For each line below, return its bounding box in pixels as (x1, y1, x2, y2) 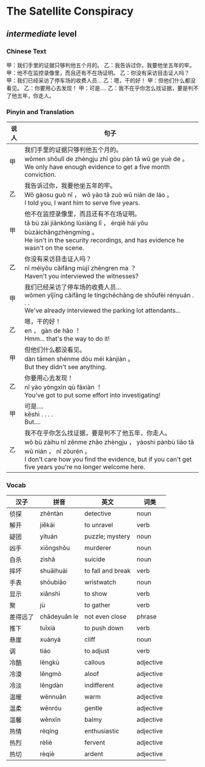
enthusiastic (84, 727, 120, 735)
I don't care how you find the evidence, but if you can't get (24, 455, 192, 463)
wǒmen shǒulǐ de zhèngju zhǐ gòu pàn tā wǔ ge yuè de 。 (24, 154, 189, 163)
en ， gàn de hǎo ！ (24, 327, 81, 335)
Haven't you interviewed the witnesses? (24, 272, 139, 280)
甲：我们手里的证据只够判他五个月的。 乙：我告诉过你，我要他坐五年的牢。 (6, 61, 195, 68)
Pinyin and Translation (6, 107, 74, 116)
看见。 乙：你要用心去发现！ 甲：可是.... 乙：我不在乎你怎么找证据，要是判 (6, 84, 193, 92)
